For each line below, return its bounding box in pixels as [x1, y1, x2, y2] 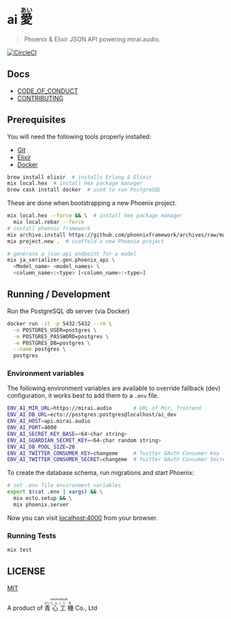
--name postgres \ [13, 346, 67, 353]
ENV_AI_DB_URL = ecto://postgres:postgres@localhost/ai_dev [7, 412, 177, 418]
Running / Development [7, 289, 111, 301]
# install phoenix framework [7, 225, 91, 232]
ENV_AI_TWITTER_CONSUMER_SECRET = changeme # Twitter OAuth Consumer [7, 456, 208, 463]
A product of [7, 603, 43, 612]
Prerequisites [7, 114, 66, 126]
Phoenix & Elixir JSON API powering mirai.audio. [23, 34, 161, 43]
